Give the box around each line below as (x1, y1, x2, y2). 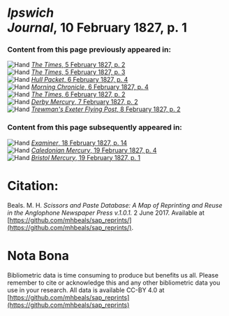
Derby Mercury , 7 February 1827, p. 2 (31, 98, 138, 106)
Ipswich (7, 5, 54, 21)
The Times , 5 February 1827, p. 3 (31, 68, 126, 76)
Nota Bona (7, 247, 70, 264)
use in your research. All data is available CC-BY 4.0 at (7, 285, 165, 294)
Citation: (7, 178, 59, 194)
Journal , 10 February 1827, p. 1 (7, 20, 187, 36)
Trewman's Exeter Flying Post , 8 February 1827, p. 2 (31, 105, 181, 113)
